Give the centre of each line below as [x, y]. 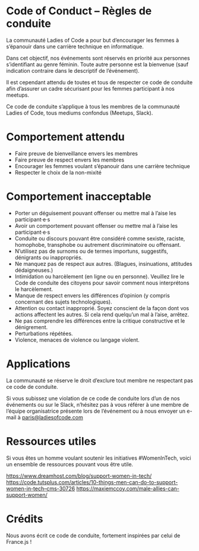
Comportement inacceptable [79, 196]
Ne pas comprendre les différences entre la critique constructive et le [100, 321]
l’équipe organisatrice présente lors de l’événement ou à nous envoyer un [96, 411]
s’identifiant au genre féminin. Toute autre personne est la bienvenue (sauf [97, 64]
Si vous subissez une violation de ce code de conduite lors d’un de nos [93, 398]
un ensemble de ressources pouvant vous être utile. [70, 464]
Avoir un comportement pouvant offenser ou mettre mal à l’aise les [96, 225]
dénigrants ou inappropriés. [49, 257]
